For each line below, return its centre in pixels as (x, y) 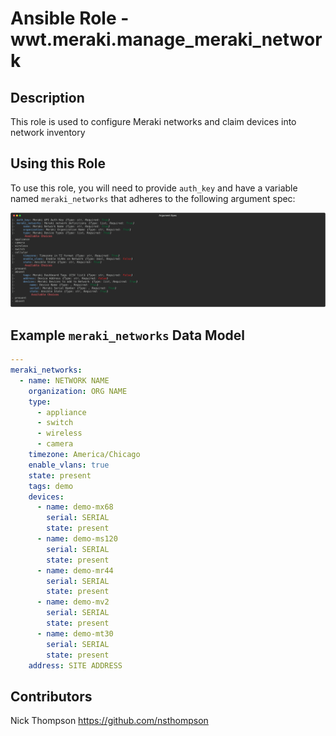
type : (40, 402)
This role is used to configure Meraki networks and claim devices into (153, 121)
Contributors (51, 696)
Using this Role (58, 163)
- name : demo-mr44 (75, 570)
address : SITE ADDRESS (75, 665)
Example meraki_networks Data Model (127, 335)
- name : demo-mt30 (75, 633)
